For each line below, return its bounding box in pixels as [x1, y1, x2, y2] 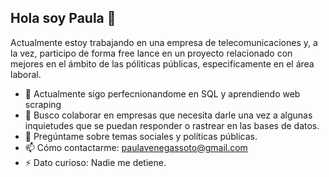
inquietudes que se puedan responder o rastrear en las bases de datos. [24, 119, 320, 131]
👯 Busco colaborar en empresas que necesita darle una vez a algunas [24, 109, 313, 121]
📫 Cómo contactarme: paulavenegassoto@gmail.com [24, 141, 248, 153]
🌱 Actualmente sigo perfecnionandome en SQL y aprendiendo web [24, 87, 301, 100]
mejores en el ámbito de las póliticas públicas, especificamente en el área [10, 57, 315, 70]
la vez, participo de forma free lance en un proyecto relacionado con [10, 47, 293, 59]
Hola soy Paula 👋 [10, 10, 117, 27]
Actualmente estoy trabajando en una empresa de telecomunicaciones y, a [10, 36, 318, 48]
